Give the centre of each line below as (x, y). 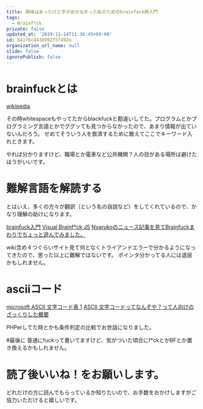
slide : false (23, 52)
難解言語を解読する (54, 188)
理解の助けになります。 (46, 214)
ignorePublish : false (34, 57)
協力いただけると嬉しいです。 (43, 400)
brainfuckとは (42, 89)
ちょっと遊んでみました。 (54, 234)
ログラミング (22, 126)
